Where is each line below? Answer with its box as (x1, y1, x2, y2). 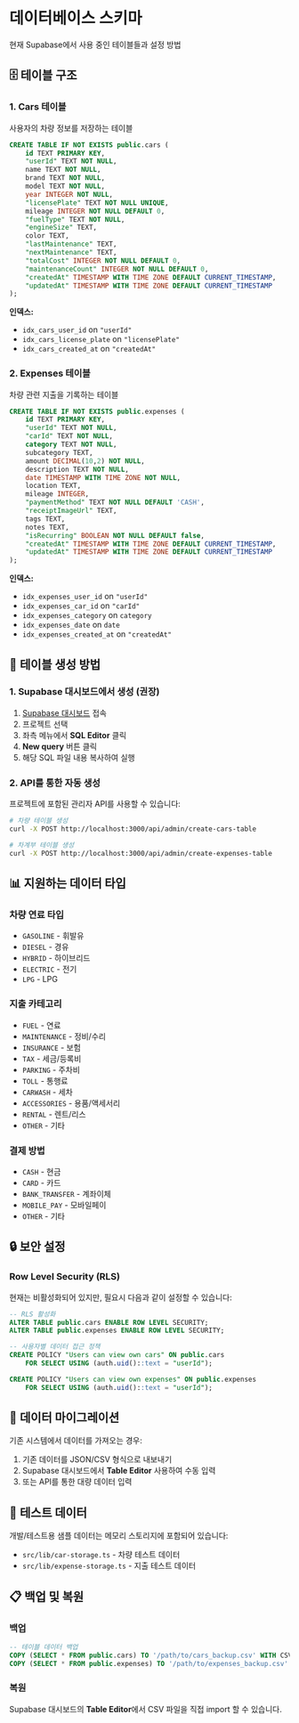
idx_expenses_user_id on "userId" (21, 591, 149, 602)
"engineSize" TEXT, (25, 224, 98, 232)
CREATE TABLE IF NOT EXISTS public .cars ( (9, 140, 169, 150)
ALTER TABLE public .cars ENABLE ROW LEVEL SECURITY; (9, 1318, 209, 1327)
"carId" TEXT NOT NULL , (25, 432, 114, 441)
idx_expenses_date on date (21, 620, 120, 630)
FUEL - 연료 (21, 1020, 61, 1030)
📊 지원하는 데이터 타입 (9, 876, 126, 891)
